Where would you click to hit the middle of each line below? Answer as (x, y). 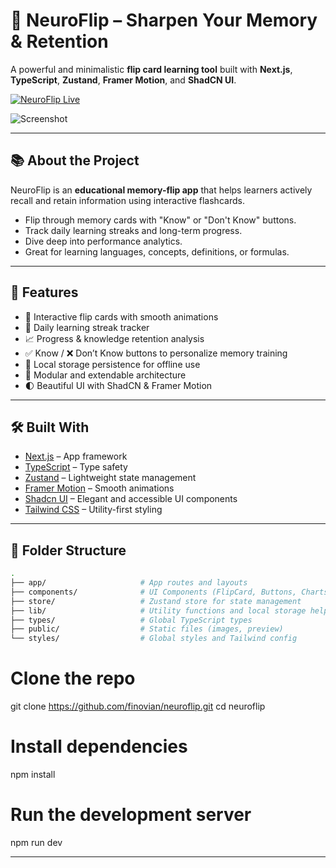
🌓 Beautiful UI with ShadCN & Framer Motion (118, 385)
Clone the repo (73, 678)
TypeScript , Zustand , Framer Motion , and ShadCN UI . (123, 80)
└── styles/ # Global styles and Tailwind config (154, 639)
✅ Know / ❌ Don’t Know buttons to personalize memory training (156, 353)
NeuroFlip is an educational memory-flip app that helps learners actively (161, 190)
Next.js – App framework (76, 456)
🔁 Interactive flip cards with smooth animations (121, 316)
